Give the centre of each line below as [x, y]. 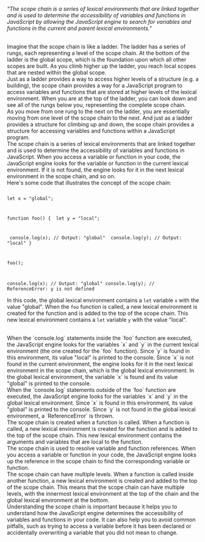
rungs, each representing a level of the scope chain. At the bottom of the [98, 53]
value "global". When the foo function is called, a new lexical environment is [102, 307]
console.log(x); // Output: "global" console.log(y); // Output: [96, 238]
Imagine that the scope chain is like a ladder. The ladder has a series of [96, 46]
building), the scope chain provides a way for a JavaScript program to [95, 85]
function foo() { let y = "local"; [53, 218]
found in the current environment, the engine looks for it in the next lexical [100, 364]
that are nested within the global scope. [57, 72]
